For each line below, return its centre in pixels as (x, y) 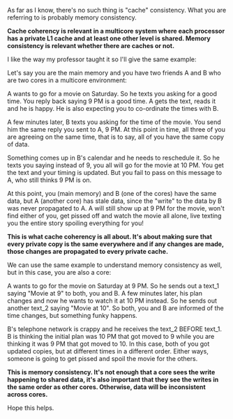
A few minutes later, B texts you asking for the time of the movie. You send (114, 122)
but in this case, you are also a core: (59, 272)
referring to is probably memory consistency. (72, 17)
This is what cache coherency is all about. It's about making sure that (110, 237)
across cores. (28, 394)
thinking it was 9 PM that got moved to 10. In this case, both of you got (108, 344)
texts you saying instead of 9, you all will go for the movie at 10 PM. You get (116, 165)
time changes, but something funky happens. (72, 315)
